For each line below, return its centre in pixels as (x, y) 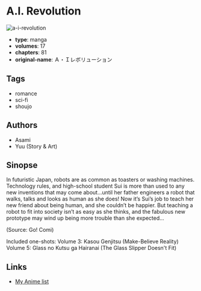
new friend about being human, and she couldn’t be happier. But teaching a (100, 205)
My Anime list (32, 281)
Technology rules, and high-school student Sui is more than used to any (95, 186)
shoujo (23, 106)
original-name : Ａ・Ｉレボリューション (63, 59)
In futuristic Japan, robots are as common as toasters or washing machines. (100, 180)
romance (26, 93)
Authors (22, 125)
